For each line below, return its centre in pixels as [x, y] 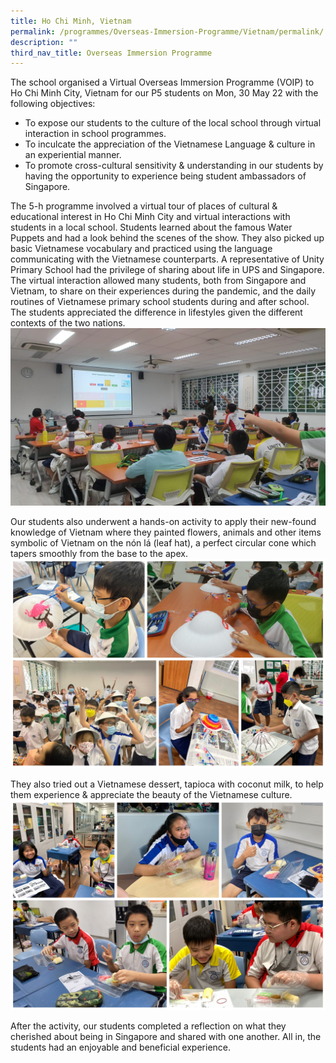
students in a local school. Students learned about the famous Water [151, 227]
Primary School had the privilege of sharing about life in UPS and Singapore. [167, 270]
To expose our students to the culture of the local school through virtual [173, 123]
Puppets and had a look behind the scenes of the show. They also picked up [167, 238]
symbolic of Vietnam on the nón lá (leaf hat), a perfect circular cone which [163, 542]
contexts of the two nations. [68, 323]
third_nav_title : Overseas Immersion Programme [111, 53]
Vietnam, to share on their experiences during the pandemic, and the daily [163, 291]
